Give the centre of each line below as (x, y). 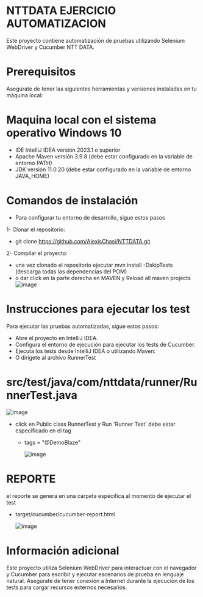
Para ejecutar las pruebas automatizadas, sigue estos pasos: (83, 326)
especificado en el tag (43, 430)
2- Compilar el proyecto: (37, 253)
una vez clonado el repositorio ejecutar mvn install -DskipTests (94, 265)
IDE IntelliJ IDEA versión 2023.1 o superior (68, 150)
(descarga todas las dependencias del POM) (71, 271)
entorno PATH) (34, 163)
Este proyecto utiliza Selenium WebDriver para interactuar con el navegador (101, 568)
